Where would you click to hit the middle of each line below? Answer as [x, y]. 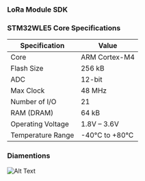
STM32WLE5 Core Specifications [64, 27]
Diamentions [29, 156]
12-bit [92, 80]
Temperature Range [42, 135]
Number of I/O [34, 102]
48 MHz [94, 90]
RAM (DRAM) [32, 113]
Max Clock [28, 90]
